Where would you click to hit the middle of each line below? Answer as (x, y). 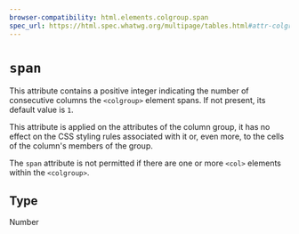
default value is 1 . (41, 110)
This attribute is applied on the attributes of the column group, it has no (140, 127)
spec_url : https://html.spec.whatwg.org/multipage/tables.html (129, 26)
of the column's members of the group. (81, 146)
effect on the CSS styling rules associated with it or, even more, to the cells (147, 137)
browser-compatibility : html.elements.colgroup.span (109, 17)
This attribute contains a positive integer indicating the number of (129, 91)
